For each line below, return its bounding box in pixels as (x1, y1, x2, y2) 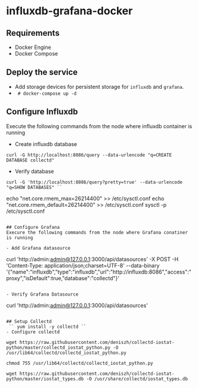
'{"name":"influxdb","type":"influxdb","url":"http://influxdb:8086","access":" (6, 268, 192, 275)
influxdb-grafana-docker (6, 4, 133, 18)
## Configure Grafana (6, 224, 60, 230)
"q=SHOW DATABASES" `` (6, 184, 63, 190)
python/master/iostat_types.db (6, 375, 84, 382)
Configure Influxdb (6, 107, 78, 117)
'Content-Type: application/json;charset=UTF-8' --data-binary (6, 262, 160, 269)
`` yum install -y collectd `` (8, 324, 86, 330)
